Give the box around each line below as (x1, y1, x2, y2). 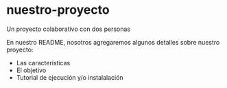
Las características (16, 58, 71, 67)
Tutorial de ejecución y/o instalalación (16, 73, 124, 81)
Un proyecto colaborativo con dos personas (6, 25, 131, 33)
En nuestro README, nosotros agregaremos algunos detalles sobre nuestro (6, 38, 220, 46)
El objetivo (16, 66, 47, 74)
